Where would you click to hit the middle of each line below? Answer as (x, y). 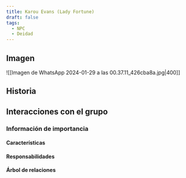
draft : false (22, 17)
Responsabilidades (30, 156)
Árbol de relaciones (31, 170)
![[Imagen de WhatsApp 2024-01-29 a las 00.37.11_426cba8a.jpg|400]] (93, 72)
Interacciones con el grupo (57, 111)
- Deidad (22, 34)
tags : (13, 23)
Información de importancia (47, 128)
